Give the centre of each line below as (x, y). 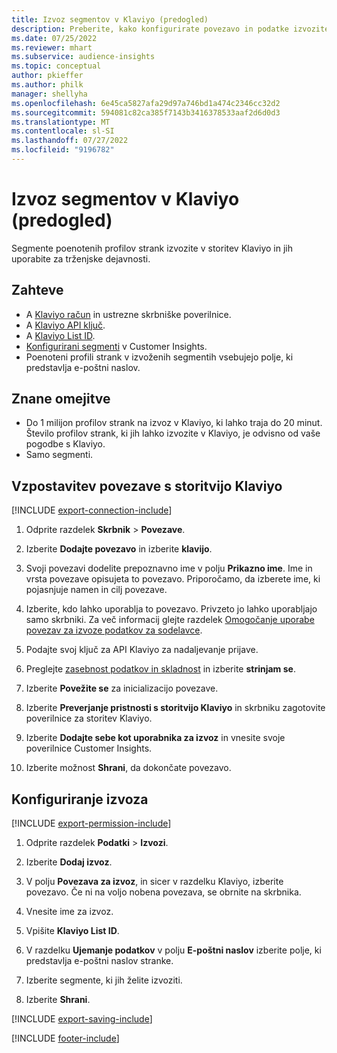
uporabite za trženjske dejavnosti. (81, 258)
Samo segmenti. (59, 455)
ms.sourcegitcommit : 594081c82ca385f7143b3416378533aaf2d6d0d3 (146, 112)
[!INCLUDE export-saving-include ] (82, 1019)
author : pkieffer (47, 76)
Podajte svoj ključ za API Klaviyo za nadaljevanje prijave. (142, 650)
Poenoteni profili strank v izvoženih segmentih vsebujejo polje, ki (159, 357)
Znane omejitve (61, 399)
